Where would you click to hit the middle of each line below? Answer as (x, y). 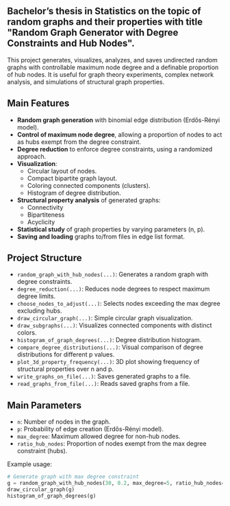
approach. (31, 156)
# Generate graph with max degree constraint (73, 477)
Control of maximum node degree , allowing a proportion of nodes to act (119, 134)
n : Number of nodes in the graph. (64, 422)
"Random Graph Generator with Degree (93, 33)
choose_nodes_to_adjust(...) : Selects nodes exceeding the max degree (118, 304)
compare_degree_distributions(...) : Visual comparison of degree (110, 347)
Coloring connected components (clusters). (89, 185)
